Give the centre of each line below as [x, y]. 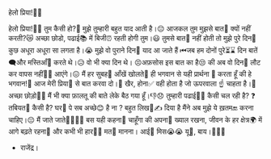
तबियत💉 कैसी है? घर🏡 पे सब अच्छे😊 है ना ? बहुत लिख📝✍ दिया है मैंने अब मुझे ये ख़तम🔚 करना [131, 108]
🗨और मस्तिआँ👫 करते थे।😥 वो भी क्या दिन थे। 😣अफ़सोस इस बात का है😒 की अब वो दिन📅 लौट [135, 62]
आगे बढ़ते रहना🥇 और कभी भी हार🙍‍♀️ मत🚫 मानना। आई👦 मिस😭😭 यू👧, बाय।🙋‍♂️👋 [117, 132]
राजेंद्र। [29, 148]
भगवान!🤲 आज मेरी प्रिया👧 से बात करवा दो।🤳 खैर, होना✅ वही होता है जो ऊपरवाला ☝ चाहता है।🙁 [132, 84]
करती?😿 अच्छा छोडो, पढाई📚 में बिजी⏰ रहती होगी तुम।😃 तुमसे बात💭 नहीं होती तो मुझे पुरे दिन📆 [133, 38]
